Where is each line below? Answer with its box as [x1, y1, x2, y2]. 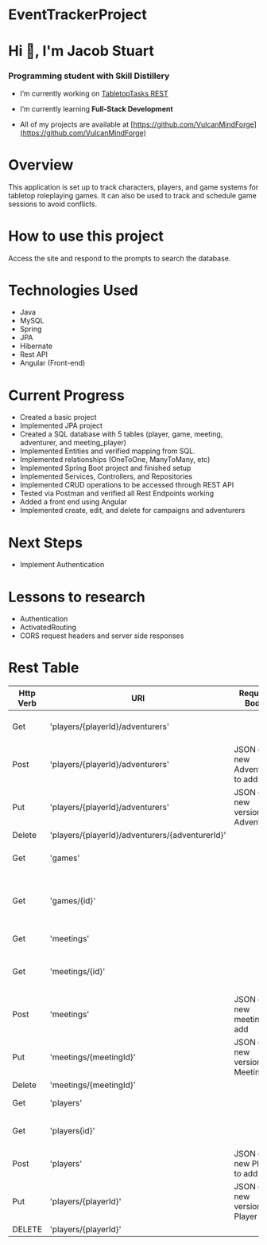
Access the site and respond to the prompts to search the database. [8, 253, 231, 263]
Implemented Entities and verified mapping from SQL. [19, 446, 196, 456]
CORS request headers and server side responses [19, 631, 184, 640]
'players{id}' [49, 1126, 95, 1137]
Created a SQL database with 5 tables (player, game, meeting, [19, 429, 223, 439]
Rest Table [8, 659, 79, 677]
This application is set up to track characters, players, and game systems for [8, 182, 259, 192]
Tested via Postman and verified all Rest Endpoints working [19, 488, 215, 499]
